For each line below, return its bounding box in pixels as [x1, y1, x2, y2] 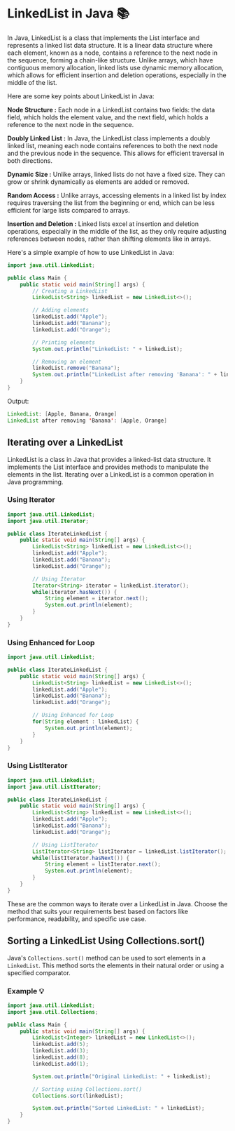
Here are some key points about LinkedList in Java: [7, 92, 155, 100]
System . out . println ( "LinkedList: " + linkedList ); [32, 345, 183, 352]
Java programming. [7, 477, 64, 486]
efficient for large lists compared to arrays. [7, 206, 131, 214]
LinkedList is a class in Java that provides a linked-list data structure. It [7, 455, 211, 463]
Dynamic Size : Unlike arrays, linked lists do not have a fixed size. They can [7, 170, 225, 178]
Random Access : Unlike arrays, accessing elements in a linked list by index [7, 191, 227, 199]
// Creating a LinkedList [32, 287, 108, 295]
